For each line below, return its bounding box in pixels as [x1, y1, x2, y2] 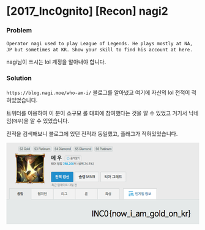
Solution [6, 74, 32, 83]
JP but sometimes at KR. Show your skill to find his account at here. [6, 47, 193, 53]
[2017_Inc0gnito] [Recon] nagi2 [6, 4, 168, 18]
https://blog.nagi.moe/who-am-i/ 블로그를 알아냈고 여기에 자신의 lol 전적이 [6, 89, 190, 96]
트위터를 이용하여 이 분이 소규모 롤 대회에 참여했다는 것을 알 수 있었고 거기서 [6, 109, 188, 117]
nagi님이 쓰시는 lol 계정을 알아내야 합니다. [6, 58, 106, 65]
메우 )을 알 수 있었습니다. [13, 117, 69, 124]
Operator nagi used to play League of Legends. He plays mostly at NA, [6, 41, 193, 47]
